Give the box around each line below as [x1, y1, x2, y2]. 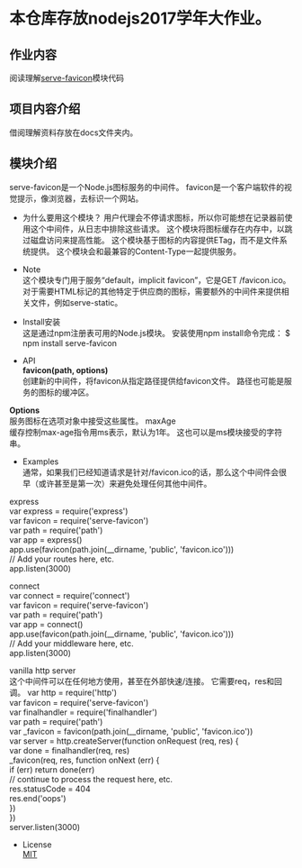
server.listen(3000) [9, 821, 81, 832]
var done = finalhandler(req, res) [9, 745, 130, 755]
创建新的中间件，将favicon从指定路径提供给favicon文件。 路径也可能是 [22, 375, 285, 386]
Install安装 [22, 316, 61, 327]
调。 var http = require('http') [9, 687, 118, 698]
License [22, 839, 52, 850]
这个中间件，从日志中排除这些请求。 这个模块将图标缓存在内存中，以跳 [30, 223, 293, 234]
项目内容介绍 [9, 101, 81, 117]
